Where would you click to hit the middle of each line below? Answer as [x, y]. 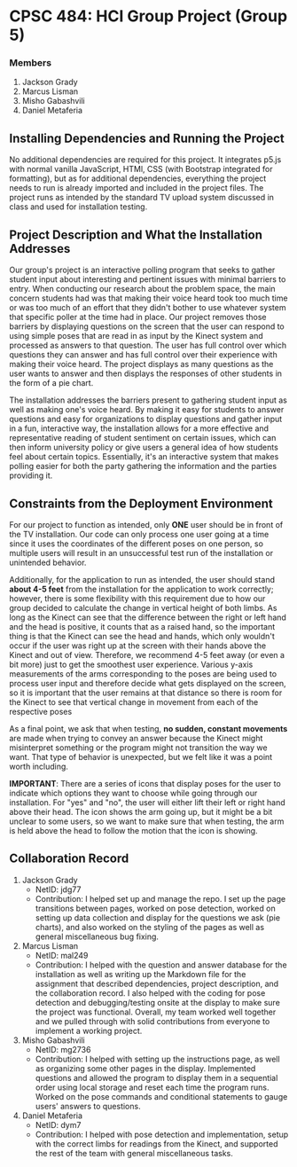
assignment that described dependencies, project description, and [157, 983]
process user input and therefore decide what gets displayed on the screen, [148, 683]
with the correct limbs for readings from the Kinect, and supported [156, 1144]
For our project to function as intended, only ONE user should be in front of [146, 524]
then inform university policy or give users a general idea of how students [144, 447]
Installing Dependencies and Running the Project [147, 138]
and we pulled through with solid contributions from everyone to [152, 1021]
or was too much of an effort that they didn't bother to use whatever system [148, 308]
